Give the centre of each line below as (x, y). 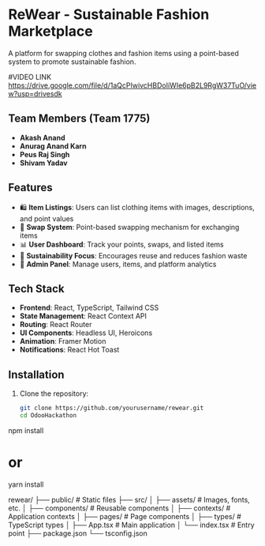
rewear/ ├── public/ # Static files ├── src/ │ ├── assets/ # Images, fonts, (129, 499)
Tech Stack (36, 289)
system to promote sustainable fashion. (72, 62)
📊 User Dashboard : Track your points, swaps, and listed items (121, 244)
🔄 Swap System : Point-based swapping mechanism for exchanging (129, 227)
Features (30, 188)
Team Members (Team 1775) (79, 119)
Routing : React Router (56, 325)
